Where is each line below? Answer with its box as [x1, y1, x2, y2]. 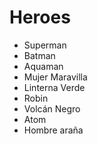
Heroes [9, 6, 71, 29]
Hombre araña [23, 124, 84, 136]
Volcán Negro [23, 102, 81, 115]
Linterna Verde [23, 81, 86, 93]
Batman [23, 49, 56, 61]
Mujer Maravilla [23, 71, 88, 83]
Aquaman [23, 60, 64, 72]
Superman [23, 39, 67, 51]
